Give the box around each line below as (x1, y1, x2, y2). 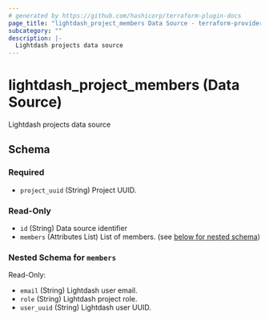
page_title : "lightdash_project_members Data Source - (8, 19, 195, 27)
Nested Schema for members (8, 252, 117, 263)
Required (8, 167, 45, 178)
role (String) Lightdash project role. (19, 294, 138, 304)
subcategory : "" (8, 26, 62, 34)
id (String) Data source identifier (19, 224, 128, 233)
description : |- (8, 34, 62, 43)
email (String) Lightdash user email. (19, 286, 138, 295)
